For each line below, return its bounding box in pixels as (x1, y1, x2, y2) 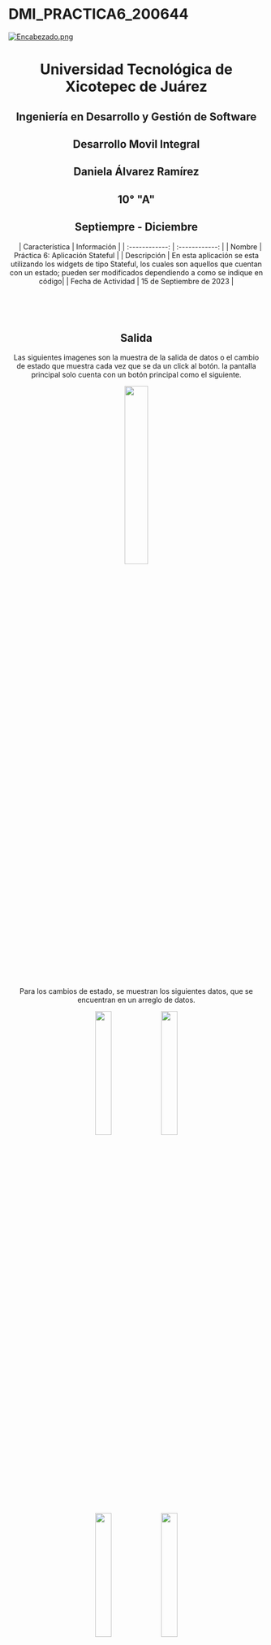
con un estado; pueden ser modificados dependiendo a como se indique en (9, 267, 264, 277)
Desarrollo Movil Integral (72, 137, 200, 151)
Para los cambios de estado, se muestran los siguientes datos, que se (19, 987, 253, 996)
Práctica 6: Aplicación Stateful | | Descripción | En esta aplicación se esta (13, 250, 260, 260)
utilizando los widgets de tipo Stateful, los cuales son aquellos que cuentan (11, 259, 262, 269)
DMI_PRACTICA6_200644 (8, 5, 189, 24)
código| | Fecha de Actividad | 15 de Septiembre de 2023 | (39, 276, 234, 286)
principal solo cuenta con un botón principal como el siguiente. (31, 370, 242, 380)
